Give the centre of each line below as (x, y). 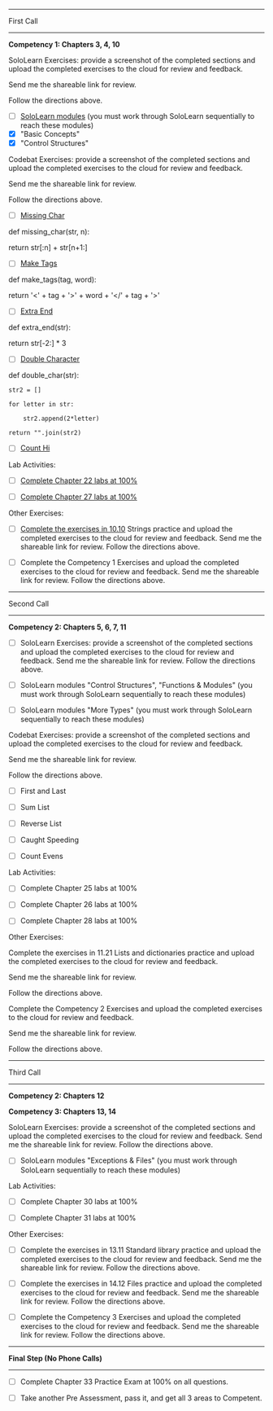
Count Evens (41, 857)
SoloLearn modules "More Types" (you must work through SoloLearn (136, 710)
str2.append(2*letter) (61, 419)
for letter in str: (41, 405)
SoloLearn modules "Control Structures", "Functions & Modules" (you (136, 685)
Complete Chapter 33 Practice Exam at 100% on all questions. (124, 1382)
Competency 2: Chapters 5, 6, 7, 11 (67, 627)
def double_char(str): (44, 375)
